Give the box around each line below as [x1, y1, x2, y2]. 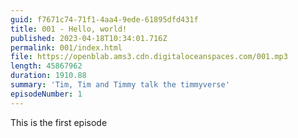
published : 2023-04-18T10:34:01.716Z [10, 33, 168, 43]
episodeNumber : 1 [10, 89, 83, 99]
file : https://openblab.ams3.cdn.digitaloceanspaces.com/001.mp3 [10, 52, 288, 62]
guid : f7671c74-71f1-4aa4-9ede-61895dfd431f [10, 14, 199, 25]
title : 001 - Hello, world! [10, 24, 128, 34]
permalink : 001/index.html [10, 42, 123, 53]
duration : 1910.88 [10, 71, 87, 81]
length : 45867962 [10, 61, 83, 71]
